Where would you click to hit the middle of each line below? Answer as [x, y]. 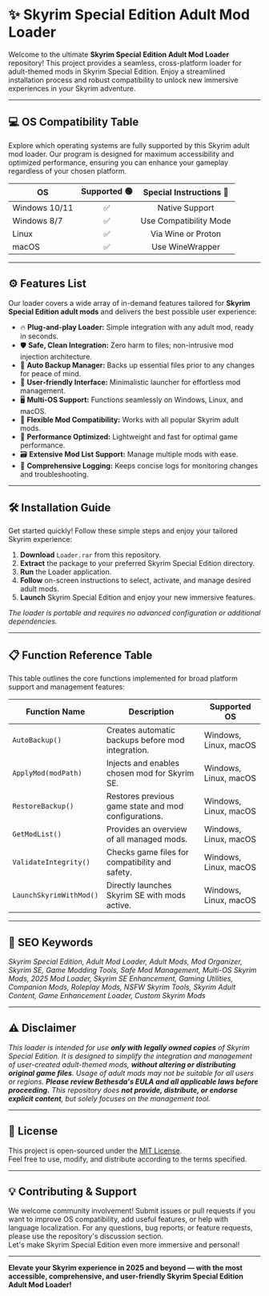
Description [151, 712]
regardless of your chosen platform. [67, 171]
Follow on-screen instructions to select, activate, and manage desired [135, 580]
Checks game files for [148, 853]
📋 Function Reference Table [80, 655]
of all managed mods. [147, 840]
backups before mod [145, 740]
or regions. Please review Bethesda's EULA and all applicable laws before [133, 1081]
